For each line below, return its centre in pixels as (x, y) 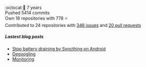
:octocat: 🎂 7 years (23, 8)
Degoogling (24, 54)
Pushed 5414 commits (27, 13)
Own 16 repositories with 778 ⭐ (36, 18)
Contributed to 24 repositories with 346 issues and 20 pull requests (73, 25)
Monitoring (23, 59)
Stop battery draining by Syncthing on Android (59, 48)
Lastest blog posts (24, 36)
